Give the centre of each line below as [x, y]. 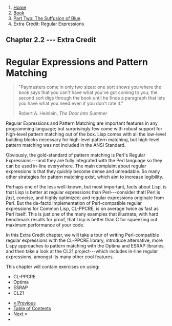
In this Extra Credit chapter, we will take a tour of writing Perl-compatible [82, 235]
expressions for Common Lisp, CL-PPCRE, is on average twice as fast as [82, 209]
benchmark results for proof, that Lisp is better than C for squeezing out [82, 220]
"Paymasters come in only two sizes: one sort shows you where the [90, 87]
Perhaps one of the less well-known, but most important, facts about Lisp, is [86, 187]
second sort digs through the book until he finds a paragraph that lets [92, 98]
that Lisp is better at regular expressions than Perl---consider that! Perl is [83, 193]
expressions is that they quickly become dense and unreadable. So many [83, 171]
